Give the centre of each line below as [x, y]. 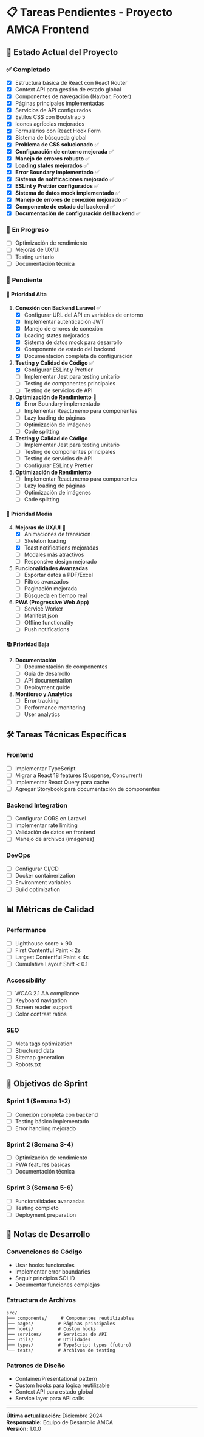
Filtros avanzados [46, 581]
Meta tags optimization [44, 1044]
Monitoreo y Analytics [44, 694]
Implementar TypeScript [45, 768]
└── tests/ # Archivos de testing [61, 1350]
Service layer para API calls [49, 1399]
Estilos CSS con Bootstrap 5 [50, 117]
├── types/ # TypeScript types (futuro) [69, 1345]
